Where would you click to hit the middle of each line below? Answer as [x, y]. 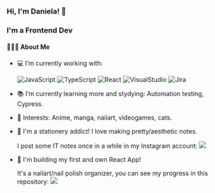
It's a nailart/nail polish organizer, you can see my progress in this [112, 173]
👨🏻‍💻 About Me [28, 47]
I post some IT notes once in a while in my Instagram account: [107, 146]
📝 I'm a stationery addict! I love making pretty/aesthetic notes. [107, 131]
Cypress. [30, 104]
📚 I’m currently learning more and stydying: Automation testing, [110, 94]
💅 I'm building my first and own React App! [79, 160]
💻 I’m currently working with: [60, 64]
